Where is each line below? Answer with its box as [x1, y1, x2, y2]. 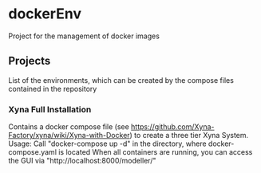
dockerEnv [8, 5, 82, 23]
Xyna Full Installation [8, 104, 92, 115]
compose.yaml [8, 147, 57, 157]
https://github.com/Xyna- [130, 122, 215, 132]
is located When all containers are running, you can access [58, 147, 253, 157]
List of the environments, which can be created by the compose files [8, 75, 234, 85]
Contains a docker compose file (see [8, 122, 129, 132]
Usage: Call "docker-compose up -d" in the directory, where [8, 139, 207, 148]
